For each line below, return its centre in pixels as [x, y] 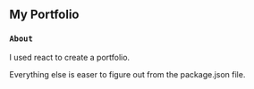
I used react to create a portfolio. [70, 57]
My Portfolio [44, 15]
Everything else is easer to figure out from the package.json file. [127, 74]
